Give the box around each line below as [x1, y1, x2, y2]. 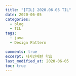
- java [10, 36, 24, 41]
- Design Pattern [10, 40, 47, 45]
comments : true [5, 49, 37, 54]
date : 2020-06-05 [5, 12, 42, 17]
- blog [10, 21, 24, 27]
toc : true [5, 63, 26, 68]
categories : [5, 17, 30, 22]
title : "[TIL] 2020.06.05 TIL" [5, 7, 71, 13]
